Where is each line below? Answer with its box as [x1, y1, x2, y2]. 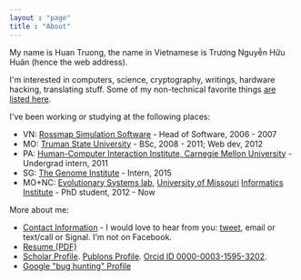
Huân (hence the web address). [9, 56, 128, 67]
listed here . [9, 93, 52, 105]
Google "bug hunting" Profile [22, 260, 132, 271]
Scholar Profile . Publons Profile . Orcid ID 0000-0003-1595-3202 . [22, 251, 267, 262]
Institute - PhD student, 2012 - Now [22, 186, 156, 197]
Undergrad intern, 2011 [22, 157, 109, 168]
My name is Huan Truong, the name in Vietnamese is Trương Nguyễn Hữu [9, 46, 286, 57]
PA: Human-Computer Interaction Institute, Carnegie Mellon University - [22, 147, 293, 159]
